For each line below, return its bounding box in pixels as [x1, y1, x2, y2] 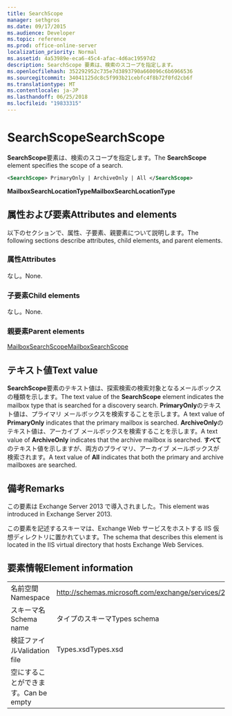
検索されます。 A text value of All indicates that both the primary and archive [7, 453, 224, 461]
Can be [23, 688, 47, 697]
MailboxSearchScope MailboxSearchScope [7, 342, 129, 351]
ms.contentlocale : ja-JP [7, 87, 79, 94]
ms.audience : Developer [7, 29, 76, 37]
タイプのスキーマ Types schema [56, 614, 159, 623]
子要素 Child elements [7, 291, 81, 300]
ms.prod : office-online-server [7, 42, 97, 49]
